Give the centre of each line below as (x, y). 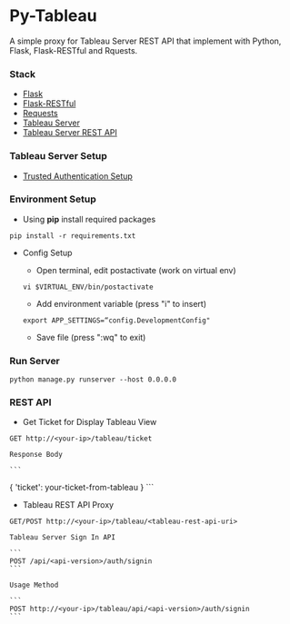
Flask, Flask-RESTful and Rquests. (74, 50)
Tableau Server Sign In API (63, 538)
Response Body (36, 455)
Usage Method (34, 585)
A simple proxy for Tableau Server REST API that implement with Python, (145, 41)
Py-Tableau (53, 16)
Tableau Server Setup (58, 156)
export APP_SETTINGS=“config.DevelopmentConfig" (116, 320)
